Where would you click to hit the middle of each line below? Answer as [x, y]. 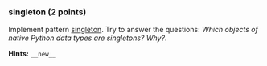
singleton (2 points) [47, 12]
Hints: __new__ [32, 54]
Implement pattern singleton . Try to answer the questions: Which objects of [133, 30]
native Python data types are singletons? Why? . [88, 38]
